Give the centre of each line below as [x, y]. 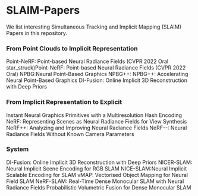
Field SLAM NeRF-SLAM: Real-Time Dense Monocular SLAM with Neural [95, 181]
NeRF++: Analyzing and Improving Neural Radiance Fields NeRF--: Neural [97, 128]
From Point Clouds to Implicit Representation [72, 48]
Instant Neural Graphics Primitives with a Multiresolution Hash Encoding [94, 115]
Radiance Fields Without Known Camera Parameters [70, 134]
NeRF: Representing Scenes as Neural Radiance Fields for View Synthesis [97, 121]
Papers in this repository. [37, 33]
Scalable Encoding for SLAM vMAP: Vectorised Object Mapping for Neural [97, 175]
